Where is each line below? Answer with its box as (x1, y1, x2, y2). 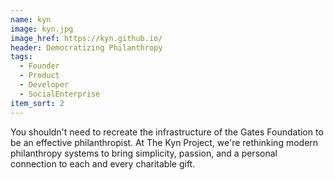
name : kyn (10, 14, 52, 25)
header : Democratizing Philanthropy (10, 42, 163, 53)
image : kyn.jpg (10, 24, 74, 34)
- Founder (19, 61, 60, 71)
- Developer (19, 80, 70, 90)
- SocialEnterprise (19, 89, 101, 99)
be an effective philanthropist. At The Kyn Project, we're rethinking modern (10, 136, 319, 148)
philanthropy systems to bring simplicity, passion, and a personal (10, 147, 278, 159)
